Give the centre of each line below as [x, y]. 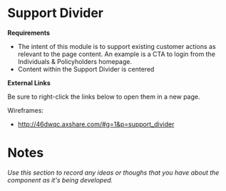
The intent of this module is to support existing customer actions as [117, 46]
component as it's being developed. [60, 180]
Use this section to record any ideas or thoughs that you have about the [113, 173]
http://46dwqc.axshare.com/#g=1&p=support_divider [96, 124]
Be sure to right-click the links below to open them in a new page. [104, 97]
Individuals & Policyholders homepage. [75, 61]
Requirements [29, 33]
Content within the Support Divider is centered [86, 69]
